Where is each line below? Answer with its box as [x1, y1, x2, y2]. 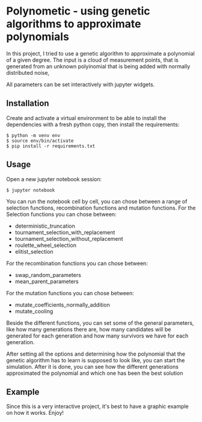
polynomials [6, 30, 69, 43]
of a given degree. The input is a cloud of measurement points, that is [6, 56, 179, 63]
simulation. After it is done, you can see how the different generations [6, 363, 179, 370]
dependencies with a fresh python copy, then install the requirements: [6, 121, 180, 128]
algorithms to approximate [6, 17, 141, 31]
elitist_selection [14, 248, 54, 255]
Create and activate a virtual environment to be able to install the [6, 114, 167, 121]
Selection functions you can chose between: [6, 210, 117, 218]
